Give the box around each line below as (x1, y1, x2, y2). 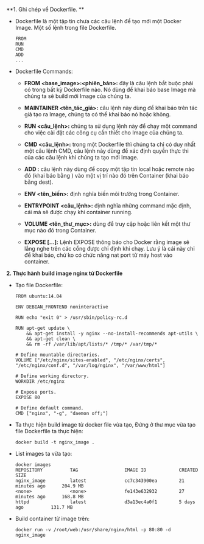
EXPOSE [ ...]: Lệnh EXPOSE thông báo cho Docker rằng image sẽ (24, 239, 190, 246)
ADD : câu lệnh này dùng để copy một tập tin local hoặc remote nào (24, 166, 195, 173)
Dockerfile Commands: (15, 68, 73, 75)
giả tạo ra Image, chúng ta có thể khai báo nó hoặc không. (24, 111, 171, 118)
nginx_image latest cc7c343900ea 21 (15, 478, 185, 484)
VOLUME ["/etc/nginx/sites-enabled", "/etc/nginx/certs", (15, 357, 166, 363)
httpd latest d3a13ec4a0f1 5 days (15, 499, 196, 505)
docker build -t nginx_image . (15, 439, 95, 445)
